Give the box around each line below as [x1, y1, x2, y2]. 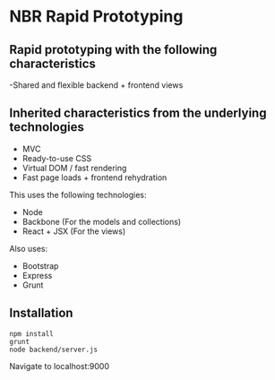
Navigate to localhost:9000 [9, 360, 110, 371]
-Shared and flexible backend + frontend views [9, 80, 184, 91]
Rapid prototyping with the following [9, 42, 218, 57]
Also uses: [9, 243, 48, 254]
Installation [9, 306, 73, 321]
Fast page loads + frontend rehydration [21, 172, 168, 183]
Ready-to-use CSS [21, 152, 92, 163]
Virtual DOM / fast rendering [21, 162, 127, 173]
